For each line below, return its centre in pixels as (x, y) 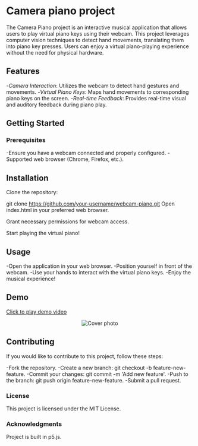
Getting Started (35, 123)
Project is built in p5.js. (34, 437)
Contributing (30, 342)
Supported (19, 159)
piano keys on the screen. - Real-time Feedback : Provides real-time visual (96, 98)
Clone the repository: (32, 192)
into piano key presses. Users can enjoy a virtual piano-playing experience (98, 46)
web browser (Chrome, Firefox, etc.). (78, 159)
